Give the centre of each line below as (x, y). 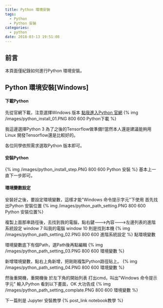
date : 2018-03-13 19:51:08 (32, 37)
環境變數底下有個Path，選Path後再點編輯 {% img (54, 244)
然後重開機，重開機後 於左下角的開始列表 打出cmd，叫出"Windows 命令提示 (81, 278)
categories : (17, 28)
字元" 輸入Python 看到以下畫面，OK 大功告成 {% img (58, 284)
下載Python (17, 101)
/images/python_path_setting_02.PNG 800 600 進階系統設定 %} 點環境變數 (80, 234)
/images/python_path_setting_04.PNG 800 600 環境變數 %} (65, 267)
